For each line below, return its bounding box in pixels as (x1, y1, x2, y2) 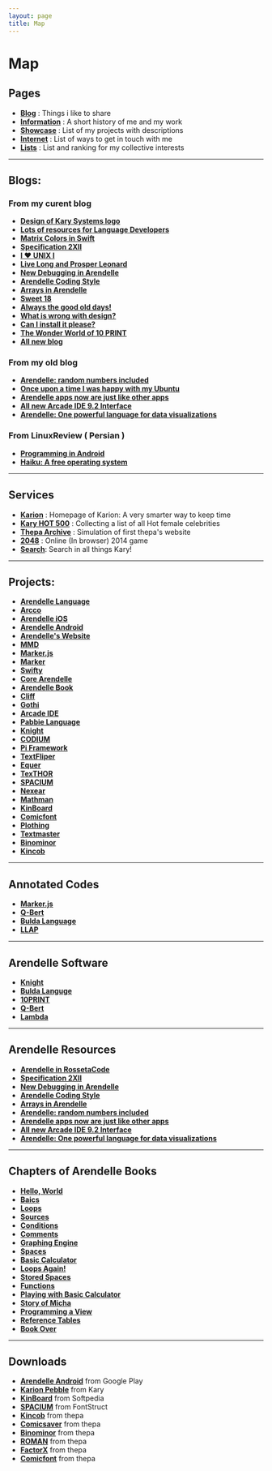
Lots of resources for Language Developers (19, 224, 170, 235)
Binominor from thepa (19, 1428, 96, 1438)
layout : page (8, 11, 53, 20)
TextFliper (19, 751, 56, 762)
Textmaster (19, 829, 61, 839)
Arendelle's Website (19, 631, 91, 641)
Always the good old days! (19, 302, 112, 312)
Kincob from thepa (19, 1411, 84, 1421)
